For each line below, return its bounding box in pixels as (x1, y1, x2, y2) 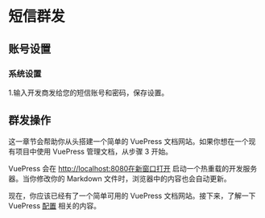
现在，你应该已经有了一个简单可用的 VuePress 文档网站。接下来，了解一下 (8, 191, 256, 200)
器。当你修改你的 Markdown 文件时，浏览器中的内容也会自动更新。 (8, 174, 231, 183)
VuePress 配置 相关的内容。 (8, 200, 101, 210)
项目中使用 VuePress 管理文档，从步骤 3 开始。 (14, 146, 173, 156)
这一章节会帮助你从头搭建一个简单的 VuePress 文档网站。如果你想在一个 (8, 136, 249, 146)
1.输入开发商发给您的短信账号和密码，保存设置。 (8, 88, 169, 97)
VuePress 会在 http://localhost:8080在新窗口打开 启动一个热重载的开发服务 (8, 163, 258, 173)
